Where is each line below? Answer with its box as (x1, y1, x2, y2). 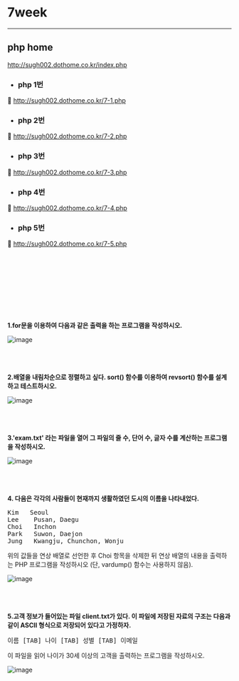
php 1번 (17, 79, 44, 89)
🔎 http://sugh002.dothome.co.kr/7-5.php (7, 240, 127, 248)
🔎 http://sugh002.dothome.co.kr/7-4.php (7, 203, 128, 212)
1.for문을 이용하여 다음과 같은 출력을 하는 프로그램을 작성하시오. (7, 321, 183, 330)
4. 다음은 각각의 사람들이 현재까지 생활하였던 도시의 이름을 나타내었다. (7, 494, 199, 503)
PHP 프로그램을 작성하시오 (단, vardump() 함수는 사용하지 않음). (14, 560, 193, 569)
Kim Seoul (7, 508, 49, 517)
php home (7, 41, 53, 54)
